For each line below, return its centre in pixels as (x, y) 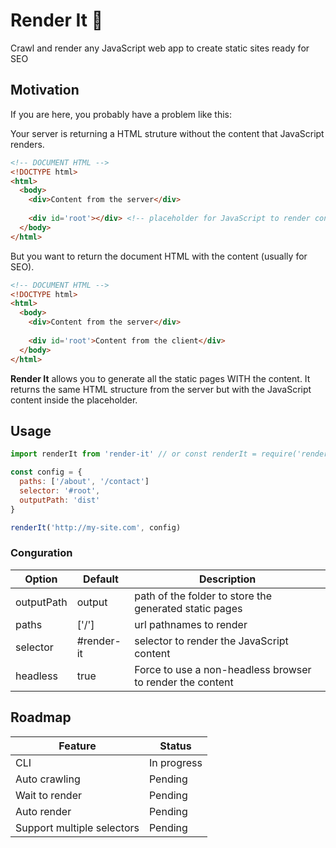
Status (175, 746)
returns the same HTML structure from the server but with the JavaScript (161, 389)
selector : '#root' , (60, 490)
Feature (77, 746)
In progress (175, 762)
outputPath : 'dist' (60, 500)
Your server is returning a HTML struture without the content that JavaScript (167, 133)
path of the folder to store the (203, 596)
